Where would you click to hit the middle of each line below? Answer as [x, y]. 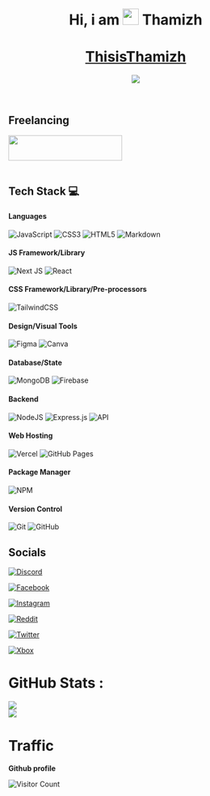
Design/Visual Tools [43, 326]
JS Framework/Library [47, 253]
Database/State [36, 362]
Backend [23, 399]
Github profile [32, 768]
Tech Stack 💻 [44, 192]
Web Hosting [31, 436]
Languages [27, 216]
